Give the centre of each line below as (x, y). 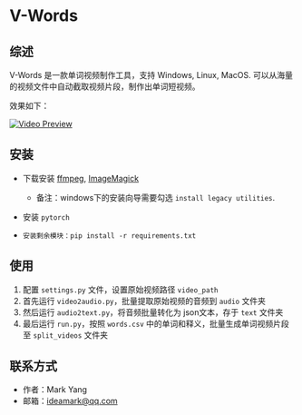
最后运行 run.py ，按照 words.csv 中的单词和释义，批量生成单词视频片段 (156, 323)
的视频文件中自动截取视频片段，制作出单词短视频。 (105, 86)
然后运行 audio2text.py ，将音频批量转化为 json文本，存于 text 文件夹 (153, 312)
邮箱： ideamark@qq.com (70, 401)
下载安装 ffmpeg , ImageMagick (80, 178)
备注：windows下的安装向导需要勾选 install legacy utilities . (156, 197)
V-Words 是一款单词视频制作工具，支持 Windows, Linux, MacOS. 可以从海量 (151, 75)
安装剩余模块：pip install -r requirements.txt (109, 236)
